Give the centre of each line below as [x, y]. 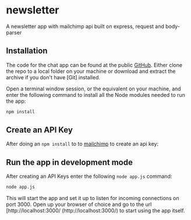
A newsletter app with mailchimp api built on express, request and [85, 26]
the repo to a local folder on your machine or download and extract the [91, 71]
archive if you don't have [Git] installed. [53, 77]
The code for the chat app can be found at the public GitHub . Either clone [94, 65]
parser [14, 32]
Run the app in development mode [69, 162]
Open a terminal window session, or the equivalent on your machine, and [94, 89]
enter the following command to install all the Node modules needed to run [95, 95]
